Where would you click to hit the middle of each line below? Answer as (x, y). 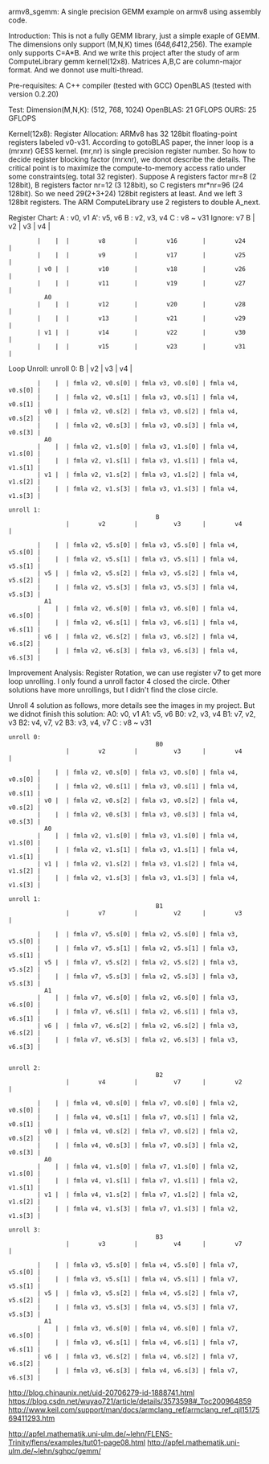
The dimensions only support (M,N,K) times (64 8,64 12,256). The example (130, 44)
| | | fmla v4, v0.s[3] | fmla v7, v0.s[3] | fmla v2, (138, 1145)
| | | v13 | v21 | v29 (142, 319)
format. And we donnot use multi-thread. (76, 70)
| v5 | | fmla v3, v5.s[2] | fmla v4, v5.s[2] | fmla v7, (138, 1293)
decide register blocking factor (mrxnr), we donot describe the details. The (132, 159)
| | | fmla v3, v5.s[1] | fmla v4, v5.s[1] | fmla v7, (138, 1279)
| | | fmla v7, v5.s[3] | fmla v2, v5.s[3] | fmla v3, (138, 977)
